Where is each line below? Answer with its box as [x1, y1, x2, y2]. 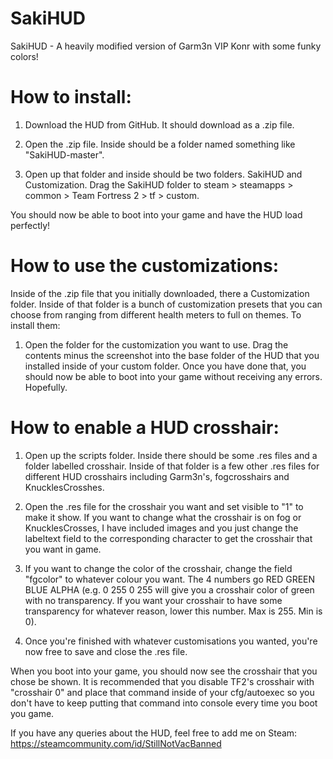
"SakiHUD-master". [24, 148, 105, 161]
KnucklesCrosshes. [24, 481, 105, 493]
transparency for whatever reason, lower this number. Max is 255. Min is [24, 605, 323, 617]
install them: [10, 319, 61, 331]
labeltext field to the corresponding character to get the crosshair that [24, 532, 313, 544]
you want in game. [24, 543, 102, 555]
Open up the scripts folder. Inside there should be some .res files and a [24, 449, 318, 461]
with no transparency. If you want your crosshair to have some [24, 594, 283, 606]
